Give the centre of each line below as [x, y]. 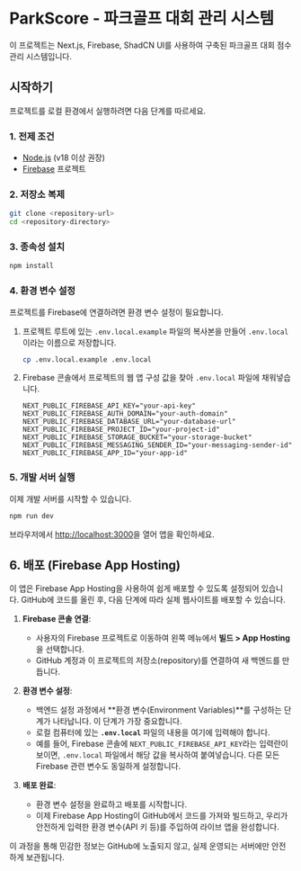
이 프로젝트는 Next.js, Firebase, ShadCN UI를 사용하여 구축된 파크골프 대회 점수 [150, 45]
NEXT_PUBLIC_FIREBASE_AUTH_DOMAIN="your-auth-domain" [125, 414]
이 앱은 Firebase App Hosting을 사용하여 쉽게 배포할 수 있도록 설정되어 [134, 588]
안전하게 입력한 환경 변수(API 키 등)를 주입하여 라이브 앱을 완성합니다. [158, 827]
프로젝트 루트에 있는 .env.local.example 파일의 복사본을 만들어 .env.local [155, 331]
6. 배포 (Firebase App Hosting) [95, 565]
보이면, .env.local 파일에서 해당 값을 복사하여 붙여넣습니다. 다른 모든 [158, 755]
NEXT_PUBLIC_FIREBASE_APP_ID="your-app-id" [105, 453]
